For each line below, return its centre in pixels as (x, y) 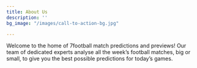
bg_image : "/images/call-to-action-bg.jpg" (63, 23)
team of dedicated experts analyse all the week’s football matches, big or (98, 52)
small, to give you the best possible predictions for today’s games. (90, 59)
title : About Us (27, 12)
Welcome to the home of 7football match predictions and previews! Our (96, 46)
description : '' (27, 18)
